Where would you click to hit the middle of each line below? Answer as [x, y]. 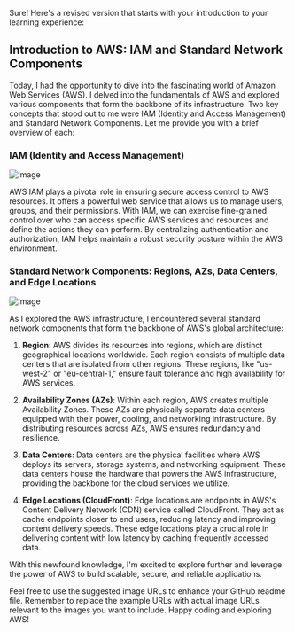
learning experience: [47, 22]
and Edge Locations [53, 283]
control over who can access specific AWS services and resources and [139, 220]
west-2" [36, 374]
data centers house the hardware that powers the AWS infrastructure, [149, 474]
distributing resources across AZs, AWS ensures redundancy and [141, 428]
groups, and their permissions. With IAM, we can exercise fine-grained [138, 211]
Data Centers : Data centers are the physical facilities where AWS [141, 455]
